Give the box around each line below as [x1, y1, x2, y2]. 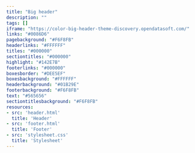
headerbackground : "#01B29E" [6, 82, 79, 88]
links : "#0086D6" [6, 31, 50, 37]
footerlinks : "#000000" [6, 64, 66, 71]
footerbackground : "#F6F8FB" [6, 87, 79, 93]
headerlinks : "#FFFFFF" [6, 43, 66, 49]
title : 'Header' [11, 115, 52, 121]
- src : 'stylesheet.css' [6, 132, 69, 139]
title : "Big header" [6, 8, 58, 15]
